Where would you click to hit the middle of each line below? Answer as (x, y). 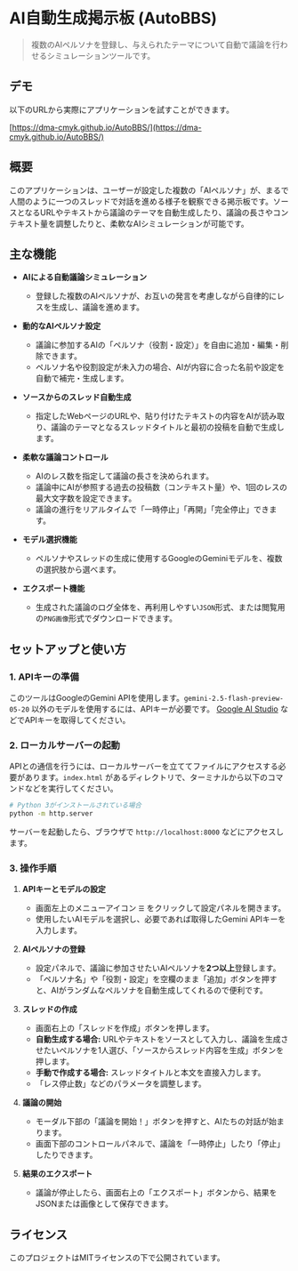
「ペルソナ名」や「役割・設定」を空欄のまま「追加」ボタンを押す (156, 979)
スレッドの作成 (49, 1010)
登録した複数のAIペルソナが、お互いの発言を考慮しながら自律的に (156, 296)
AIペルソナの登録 (54, 949)
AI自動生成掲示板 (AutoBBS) (113, 18)
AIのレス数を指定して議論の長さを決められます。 (125, 476)
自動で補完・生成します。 (82, 378)
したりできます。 (66, 1155)
